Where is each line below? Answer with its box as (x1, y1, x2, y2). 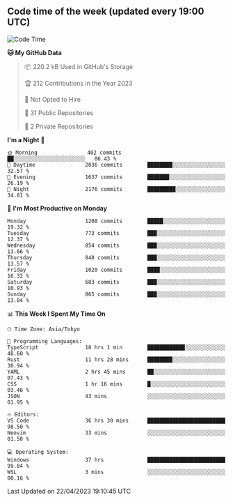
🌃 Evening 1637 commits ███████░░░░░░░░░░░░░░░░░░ (7, 174, 226, 181)
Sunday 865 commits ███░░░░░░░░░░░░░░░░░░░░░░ (7, 291, 226, 298)
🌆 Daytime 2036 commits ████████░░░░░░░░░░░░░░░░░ (7, 161, 226, 168)
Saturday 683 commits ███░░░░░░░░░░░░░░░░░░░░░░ (7, 278, 226, 285)
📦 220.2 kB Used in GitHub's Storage (24, 62, 134, 70)
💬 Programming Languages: (7, 337, 82, 344)
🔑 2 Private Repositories (24, 122, 94, 130)
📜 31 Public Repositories (24, 108, 94, 117)
